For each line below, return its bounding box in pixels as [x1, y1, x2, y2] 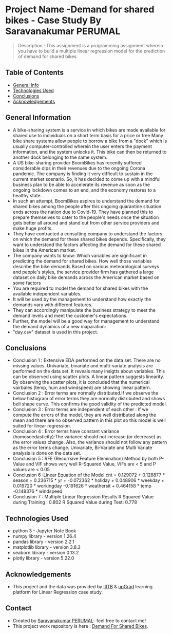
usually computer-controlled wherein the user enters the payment [12, 143, 152, 150]
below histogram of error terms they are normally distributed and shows [12, 396, 165, 402]
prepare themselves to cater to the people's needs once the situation [12, 214, 159, 220]
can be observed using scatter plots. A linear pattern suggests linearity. [12, 374, 164, 380]
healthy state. [12, 192, 42, 198]
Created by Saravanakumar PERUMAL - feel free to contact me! [12, 618, 146, 624]
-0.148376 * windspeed [12, 488, 63, 494]
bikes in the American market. [12, 247, 77, 253]
